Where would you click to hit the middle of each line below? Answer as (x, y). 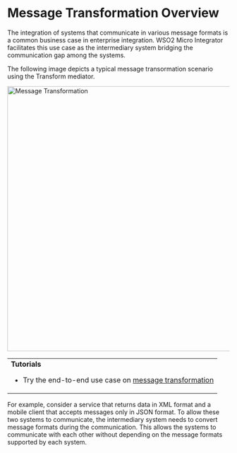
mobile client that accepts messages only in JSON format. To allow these (114, 412)
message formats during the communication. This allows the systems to (112, 427)
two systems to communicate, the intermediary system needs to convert (113, 419)
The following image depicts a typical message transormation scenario (110, 69)
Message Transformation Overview (113, 13)
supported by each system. (47, 442)
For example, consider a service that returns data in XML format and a (109, 404)
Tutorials (26, 364)
